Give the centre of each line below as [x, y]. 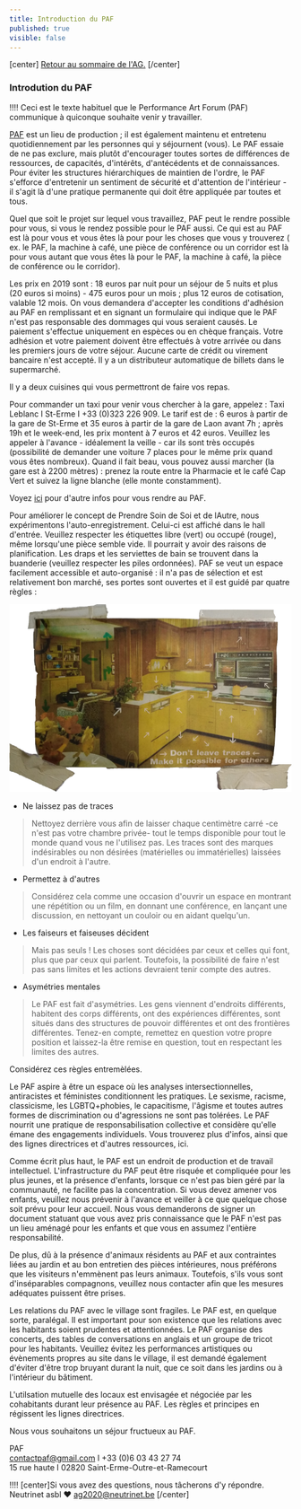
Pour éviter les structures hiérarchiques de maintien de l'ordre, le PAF [138, 172]
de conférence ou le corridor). [65, 266]
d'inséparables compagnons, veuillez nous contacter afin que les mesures [146, 1283]
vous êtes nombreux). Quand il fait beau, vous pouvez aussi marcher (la [142, 461]
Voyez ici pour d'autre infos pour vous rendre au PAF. [107, 497]
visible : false [38, 38]
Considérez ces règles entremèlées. [76, 1069]
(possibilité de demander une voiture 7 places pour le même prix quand [141, 452]
